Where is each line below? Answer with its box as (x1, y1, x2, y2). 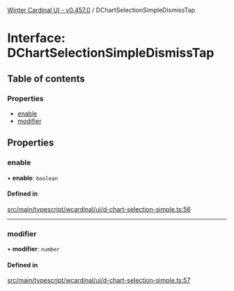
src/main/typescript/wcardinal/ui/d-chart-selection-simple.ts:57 (7, 276, 191, 285)
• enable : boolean (7, 173, 58, 182)
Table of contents (7, 72, 85, 84)
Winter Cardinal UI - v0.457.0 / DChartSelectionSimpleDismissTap (7, 6, 196, 14)
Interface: (7, 31, 66, 46)
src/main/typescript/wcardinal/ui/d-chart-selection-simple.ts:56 (7, 205, 192, 213)
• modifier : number (7, 245, 61, 253)
